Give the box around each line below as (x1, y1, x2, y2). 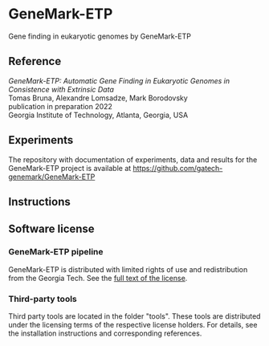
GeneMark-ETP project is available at (8, 163, 132, 173)
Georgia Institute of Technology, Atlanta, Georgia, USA (8, 110, 189, 120)
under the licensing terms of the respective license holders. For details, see (8, 320, 258, 329)
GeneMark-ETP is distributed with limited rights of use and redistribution (8, 264, 248, 274)
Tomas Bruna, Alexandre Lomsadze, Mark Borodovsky (8, 93, 189, 103)
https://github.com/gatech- (132, 163, 223, 173)
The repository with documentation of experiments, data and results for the (8, 154, 258, 165)
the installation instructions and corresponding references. (8, 328, 202, 338)
